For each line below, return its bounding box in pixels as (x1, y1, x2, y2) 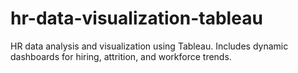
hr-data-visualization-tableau (10, 7, 263, 30)
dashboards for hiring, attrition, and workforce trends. (10, 50, 232, 62)
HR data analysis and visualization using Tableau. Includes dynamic (10, 40, 289, 52)
